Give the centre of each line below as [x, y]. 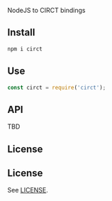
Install [21, 32]
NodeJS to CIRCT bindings [47, 10]
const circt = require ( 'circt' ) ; [57, 87]
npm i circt [25, 49]
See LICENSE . [28, 190]
